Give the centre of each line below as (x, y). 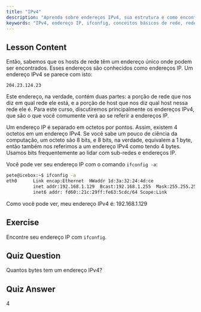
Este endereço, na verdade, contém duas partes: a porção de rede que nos (99, 97)
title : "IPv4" (24, 12)
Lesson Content (36, 47)
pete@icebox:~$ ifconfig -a (41, 175)
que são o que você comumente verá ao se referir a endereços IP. (88, 116)
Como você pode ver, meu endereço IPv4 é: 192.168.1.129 (77, 203)
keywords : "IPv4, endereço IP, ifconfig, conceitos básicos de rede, (95, 23)
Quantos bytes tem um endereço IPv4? (54, 270)
